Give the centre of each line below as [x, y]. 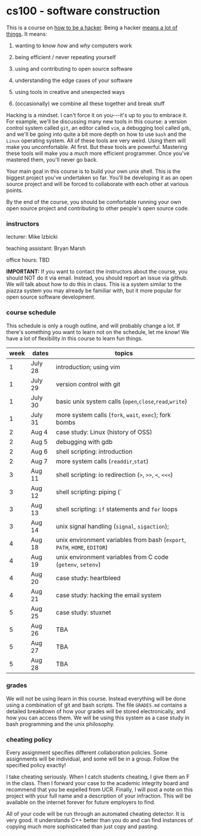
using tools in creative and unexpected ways [70, 92]
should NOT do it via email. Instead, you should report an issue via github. [97, 278]
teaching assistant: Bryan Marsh [46, 248]
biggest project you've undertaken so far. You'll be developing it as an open [99, 177]
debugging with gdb [84, 442]
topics [124, 353]
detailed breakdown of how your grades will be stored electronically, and [96, 711]
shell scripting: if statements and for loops [117, 509]
